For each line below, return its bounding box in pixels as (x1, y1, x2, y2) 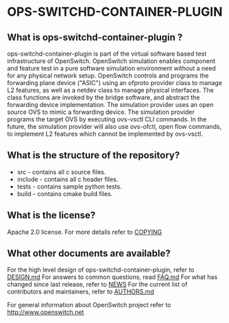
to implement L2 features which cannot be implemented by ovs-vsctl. (7, 130, 204, 138)
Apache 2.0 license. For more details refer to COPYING (7, 228, 162, 236)
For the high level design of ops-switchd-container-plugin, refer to (7, 265, 195, 274)
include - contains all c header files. (16, 175, 119, 183)
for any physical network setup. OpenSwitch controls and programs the (7, 71, 209, 80)
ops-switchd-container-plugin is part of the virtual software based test (7, 49, 207, 58)
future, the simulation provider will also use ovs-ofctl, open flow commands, (7, 123, 222, 130)
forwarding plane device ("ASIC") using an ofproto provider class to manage (7, 79, 223, 86)
